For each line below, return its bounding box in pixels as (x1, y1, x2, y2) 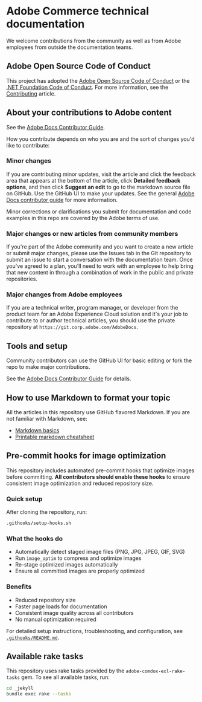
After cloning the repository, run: (6, 509, 87, 516)
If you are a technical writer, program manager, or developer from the (6, 304, 178, 311)
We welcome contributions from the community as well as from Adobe (6, 37, 181, 44)
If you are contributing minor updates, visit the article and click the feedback (6, 171, 196, 178)
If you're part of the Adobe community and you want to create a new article (6, 243, 194, 250)
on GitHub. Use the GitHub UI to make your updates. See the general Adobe (6, 189, 195, 197)
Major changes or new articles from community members (6, 229, 178, 238)
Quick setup (6, 495, 43, 503)
